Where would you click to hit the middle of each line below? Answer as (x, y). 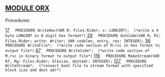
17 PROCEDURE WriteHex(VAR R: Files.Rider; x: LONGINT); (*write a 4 (82, 30)
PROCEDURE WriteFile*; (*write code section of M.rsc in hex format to (82, 45)
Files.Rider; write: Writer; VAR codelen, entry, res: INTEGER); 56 (78, 40)
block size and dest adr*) (33, 70)
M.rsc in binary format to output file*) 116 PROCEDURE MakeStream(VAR (82, 55)
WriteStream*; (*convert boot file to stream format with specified (79, 65)
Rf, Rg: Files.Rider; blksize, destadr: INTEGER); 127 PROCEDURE (76, 61)
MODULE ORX (27, 8)
